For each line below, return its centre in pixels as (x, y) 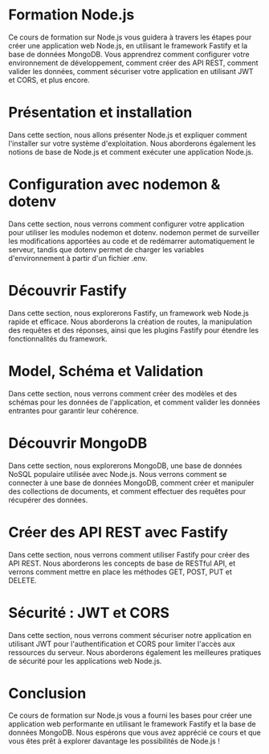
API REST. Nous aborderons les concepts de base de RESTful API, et (122, 563)
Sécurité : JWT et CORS (89, 613)
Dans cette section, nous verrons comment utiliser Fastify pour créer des (129, 554)
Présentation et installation (100, 112)
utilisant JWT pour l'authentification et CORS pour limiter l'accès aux (122, 644)
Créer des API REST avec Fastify (118, 532)
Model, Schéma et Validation (106, 371)
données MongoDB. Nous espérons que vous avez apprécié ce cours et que (134, 733)
